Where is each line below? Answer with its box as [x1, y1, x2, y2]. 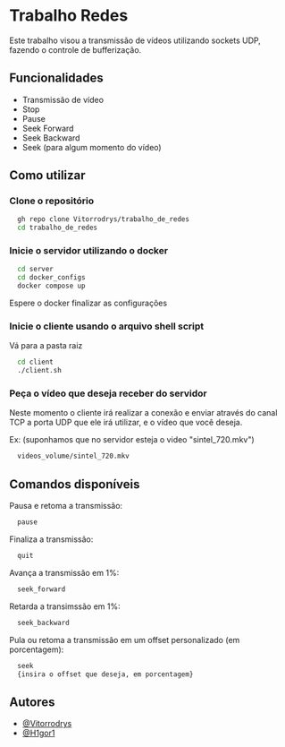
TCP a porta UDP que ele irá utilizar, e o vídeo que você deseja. [9, 417, 243, 428]
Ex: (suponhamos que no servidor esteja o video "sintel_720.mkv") [9, 434, 255, 445]
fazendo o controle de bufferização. [9, 44, 142, 55]
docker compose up [17, 281, 87, 291]
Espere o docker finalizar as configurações [9, 297, 168, 309]
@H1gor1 [21, 727, 55, 739]
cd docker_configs [17, 273, 87, 282]
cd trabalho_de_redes [17, 223, 98, 233]
